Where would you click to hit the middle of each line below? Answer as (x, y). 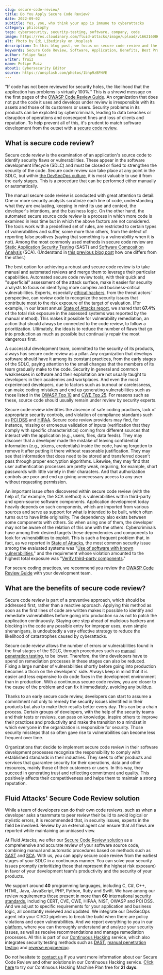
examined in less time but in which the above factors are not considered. (78, 221)
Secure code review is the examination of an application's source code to (78, 155)
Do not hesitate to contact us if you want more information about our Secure (81, 957)
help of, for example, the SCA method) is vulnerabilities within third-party (78, 496)
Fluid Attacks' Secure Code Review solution (72, 798)
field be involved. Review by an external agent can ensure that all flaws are (80, 826)
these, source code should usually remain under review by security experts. (81, 400)
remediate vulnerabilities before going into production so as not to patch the (81, 615)
